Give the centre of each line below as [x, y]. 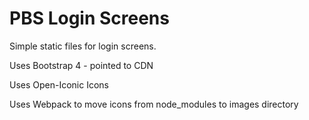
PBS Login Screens [89, 18]
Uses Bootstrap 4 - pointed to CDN [81, 65]
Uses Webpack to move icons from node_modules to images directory [154, 104]
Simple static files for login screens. [83, 46]
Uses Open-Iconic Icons [59, 84]
